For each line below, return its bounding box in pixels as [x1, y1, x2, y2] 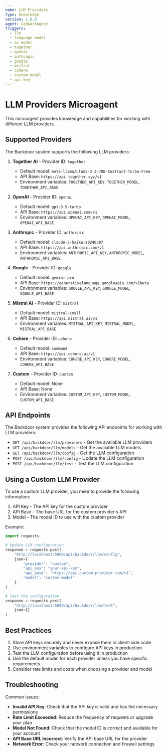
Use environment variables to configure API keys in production [12, 645, 142, 651]
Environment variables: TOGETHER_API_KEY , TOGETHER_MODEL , [20, 178, 140, 184]
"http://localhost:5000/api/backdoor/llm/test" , [14, 603, 118, 608]
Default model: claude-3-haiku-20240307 [20, 239, 104, 245]
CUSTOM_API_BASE [20, 397, 54, 403]
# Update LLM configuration [5, 542, 64, 547]
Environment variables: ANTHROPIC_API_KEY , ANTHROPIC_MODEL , [20, 249, 144, 256]
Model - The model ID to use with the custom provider [12, 514, 125, 520]
